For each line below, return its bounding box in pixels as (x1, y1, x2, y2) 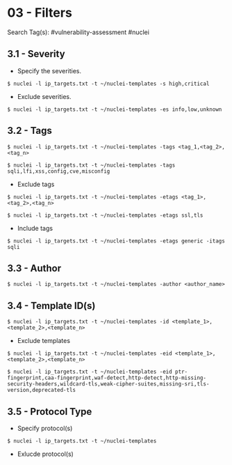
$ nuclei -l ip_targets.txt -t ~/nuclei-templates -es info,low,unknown (7, 106, 222, 113)
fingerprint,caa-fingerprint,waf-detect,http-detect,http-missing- (7, 374, 207, 381)
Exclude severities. (17, 92, 72, 100)
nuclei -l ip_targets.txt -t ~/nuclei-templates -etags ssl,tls (13, 211, 204, 219)
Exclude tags (17, 180, 55, 188)
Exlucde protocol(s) (17, 450, 74, 458)
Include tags (17, 224, 53, 232)
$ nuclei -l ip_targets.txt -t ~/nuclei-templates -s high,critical (7, 80, 210, 87)
